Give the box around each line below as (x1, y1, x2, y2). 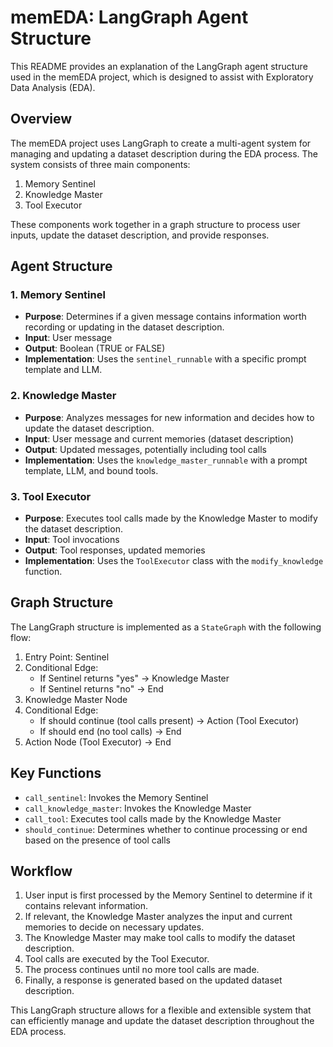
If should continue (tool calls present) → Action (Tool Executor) (39, 714, 300, 726)
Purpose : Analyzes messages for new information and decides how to (24, 411, 315, 423)
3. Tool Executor (10, 489, 92, 503)
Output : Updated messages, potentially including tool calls (24, 443, 267, 455)
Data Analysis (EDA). (10, 81, 96, 93)
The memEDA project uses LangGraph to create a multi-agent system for (10, 137, 312, 149)
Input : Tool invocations (24, 534, 120, 546)
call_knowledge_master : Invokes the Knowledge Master (24, 802, 252, 814)
